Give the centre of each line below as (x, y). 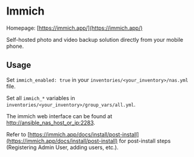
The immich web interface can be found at (59, 116)
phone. (15, 46)
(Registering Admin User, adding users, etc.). (62, 147)
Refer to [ (18, 134)
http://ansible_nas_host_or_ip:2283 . (51, 122)
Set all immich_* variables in (41, 98)
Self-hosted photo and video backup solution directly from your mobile (95, 39)
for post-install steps (145, 141)
